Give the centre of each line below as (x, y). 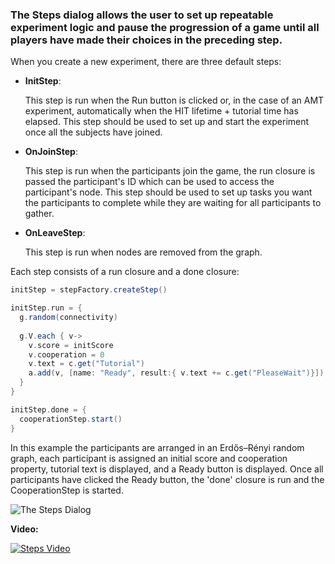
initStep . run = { (46, 308)
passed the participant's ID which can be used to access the (149, 182)
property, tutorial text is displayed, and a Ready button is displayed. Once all (167, 469)
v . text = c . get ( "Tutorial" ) (86, 364)
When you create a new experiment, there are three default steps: (146, 62)
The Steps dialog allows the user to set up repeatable (142, 15)
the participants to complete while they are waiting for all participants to (173, 203)
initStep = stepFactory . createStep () (89, 290)
